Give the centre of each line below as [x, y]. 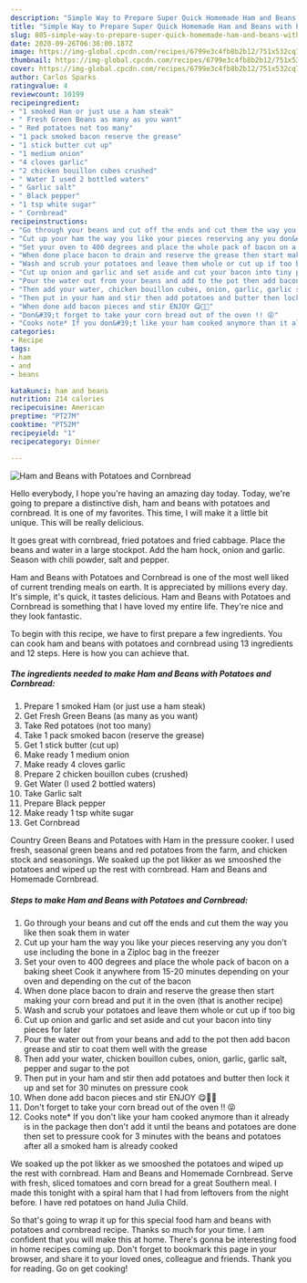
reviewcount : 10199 [47, 94]
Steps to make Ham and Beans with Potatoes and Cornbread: [129, 901]
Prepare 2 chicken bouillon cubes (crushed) [106, 774]
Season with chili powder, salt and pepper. [90, 559]
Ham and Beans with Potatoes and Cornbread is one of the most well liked [150, 577]
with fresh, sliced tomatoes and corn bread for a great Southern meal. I [143, 1184]
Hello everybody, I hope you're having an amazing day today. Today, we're [150, 493]
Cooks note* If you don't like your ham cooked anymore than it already [156, 1117]
